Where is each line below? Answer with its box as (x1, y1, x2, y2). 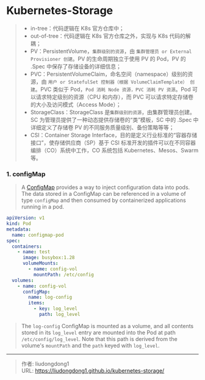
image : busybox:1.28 (22, 254, 75, 261)
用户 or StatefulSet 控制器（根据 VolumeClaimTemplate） (48, 79, 188, 85)
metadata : (6, 226, 32, 232)
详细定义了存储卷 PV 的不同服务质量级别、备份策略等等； (30, 123, 175, 131)
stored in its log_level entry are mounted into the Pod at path (21, 329, 176, 336)
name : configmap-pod (12, 232, 64, 238)
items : (28, 300, 45, 306)
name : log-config (28, 294, 72, 301)
